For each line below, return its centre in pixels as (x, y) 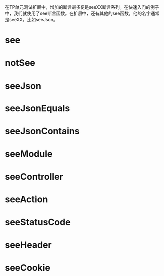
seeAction (27, 199)
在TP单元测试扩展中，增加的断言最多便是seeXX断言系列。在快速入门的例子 (82, 7)
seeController (34, 177)
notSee (20, 63)
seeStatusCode (38, 222)
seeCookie (28, 268)
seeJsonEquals (38, 108)
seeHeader (28, 245)
